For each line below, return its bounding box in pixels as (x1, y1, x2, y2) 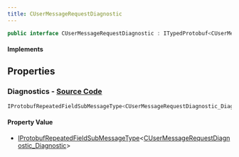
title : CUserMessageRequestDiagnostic (7, 10, 122, 18)
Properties (7, 65, 55, 78)
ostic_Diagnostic (17, 141, 67, 149)
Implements (7, 45, 44, 54)
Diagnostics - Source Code (7, 86, 102, 96)
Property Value (7, 118, 53, 127)
